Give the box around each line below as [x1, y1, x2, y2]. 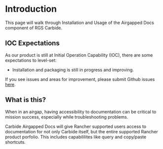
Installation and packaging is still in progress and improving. [12, 67, 134, 73]
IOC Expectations [5, 39, 60, 48]
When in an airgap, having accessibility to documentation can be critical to [5, 109, 157, 115]
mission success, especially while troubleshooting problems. [5, 114, 129, 120]
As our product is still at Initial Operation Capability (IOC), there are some [5, 52, 153, 58]
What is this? [5, 96, 46, 104]
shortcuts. [5, 139, 26, 145]
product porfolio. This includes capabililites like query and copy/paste [5, 134, 147, 140]
